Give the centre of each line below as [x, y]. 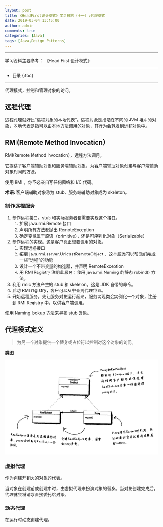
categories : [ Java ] [25, 36]
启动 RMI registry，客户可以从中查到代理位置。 [59, 290]
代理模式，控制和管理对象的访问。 [39, 90]
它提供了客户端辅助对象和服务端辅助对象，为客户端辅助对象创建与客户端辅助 [81, 166]
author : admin [19, 26]
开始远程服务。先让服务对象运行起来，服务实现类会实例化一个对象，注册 [84, 296]
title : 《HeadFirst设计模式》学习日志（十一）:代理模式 [55, 15]
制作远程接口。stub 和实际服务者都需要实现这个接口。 [66, 217]
